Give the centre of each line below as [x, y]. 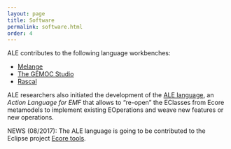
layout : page [26, 14]
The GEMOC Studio [45, 74]
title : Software [31, 20]
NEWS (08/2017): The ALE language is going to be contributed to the [106, 131]
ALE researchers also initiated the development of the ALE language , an [111, 95]
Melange [30, 66]
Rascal [27, 82]
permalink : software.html [45, 27]
